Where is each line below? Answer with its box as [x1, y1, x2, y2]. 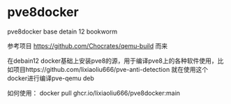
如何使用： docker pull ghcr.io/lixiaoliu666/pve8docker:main [7, 89, 180, 97]
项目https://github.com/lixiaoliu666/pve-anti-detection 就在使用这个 [13, 65, 209, 73]
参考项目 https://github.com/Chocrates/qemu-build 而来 [7, 41, 168, 50]
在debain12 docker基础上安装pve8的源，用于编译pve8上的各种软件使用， [7, 57, 218, 65]
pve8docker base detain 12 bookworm [7, 27, 117, 36]
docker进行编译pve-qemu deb [7, 74, 94, 82]
